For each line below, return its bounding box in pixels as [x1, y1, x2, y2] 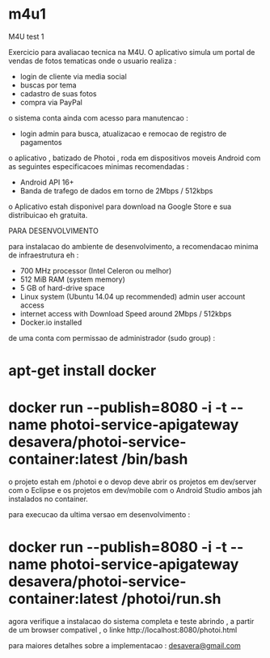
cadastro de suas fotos [19, 88, 97, 98]
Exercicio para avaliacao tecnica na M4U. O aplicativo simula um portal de [8, 47, 255, 57]
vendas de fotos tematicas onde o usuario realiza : [8, 56, 176, 66]
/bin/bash [120, 450, 188, 469]
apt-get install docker [8, 362, 157, 380]
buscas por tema [19, 80, 77, 90]
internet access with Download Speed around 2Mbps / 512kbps [19, 308, 232, 318]
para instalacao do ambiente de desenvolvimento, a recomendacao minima [8, 241, 259, 251]
